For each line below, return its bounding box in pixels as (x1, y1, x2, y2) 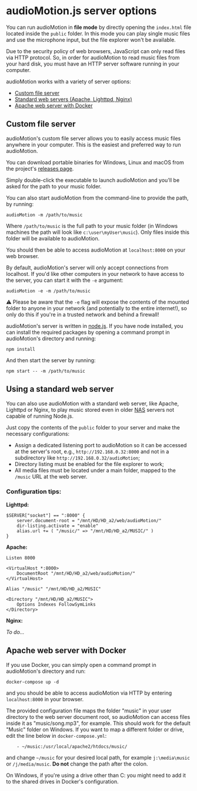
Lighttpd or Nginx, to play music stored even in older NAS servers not (6, 406, 175, 413)
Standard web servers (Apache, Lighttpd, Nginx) (14, 96, 132, 103)
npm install (6, 346, 35, 352)
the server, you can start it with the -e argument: (6, 276, 123, 284)
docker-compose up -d (6, 679, 59, 685)
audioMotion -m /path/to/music (6, 211, 83, 218)
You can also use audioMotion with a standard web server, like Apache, (6, 400, 179, 407)
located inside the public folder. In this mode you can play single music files (6, 30, 191, 37)
